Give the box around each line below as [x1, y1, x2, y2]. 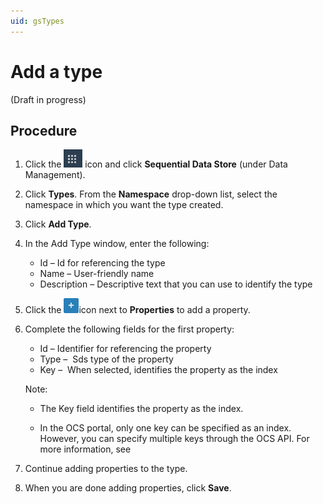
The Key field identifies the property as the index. [39, 403, 244, 415]
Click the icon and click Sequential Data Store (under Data [24, 158, 288, 170]
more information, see [39, 443, 132, 455]
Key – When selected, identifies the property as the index [39, 364, 278, 376]
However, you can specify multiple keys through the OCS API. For [39, 433, 310, 445]
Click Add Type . [24, 218, 92, 230]
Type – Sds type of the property [39, 353, 174, 365]
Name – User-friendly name [39, 268, 155, 280]
